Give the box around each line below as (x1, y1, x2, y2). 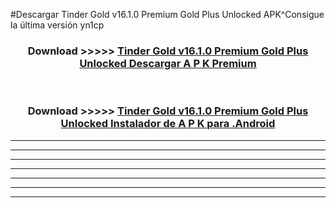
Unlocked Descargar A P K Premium (79, 56, 257, 70)
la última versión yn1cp (10, 19, 105, 31)
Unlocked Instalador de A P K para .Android (60, 117, 276, 131)
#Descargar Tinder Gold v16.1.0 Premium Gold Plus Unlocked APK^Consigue (10, 9, 325, 20)
